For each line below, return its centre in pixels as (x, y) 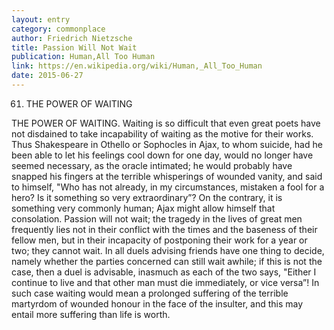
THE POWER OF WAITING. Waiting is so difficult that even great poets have (166, 123)
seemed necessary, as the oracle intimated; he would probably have (152, 165)
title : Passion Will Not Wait (74, 47)
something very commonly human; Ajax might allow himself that (143, 208)
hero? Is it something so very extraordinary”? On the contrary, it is (147, 197)
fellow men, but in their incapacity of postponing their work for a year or (159, 240)
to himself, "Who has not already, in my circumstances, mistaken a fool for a (168, 187)
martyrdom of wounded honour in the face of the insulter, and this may (157, 303)
